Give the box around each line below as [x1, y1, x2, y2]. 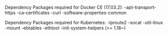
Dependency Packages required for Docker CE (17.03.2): [5, 5, 123, 10]
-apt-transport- [124, 5, 156, 10]
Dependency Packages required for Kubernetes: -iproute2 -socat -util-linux [5, 20, 163, 25]
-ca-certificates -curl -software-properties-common [16, 10, 127, 16]
